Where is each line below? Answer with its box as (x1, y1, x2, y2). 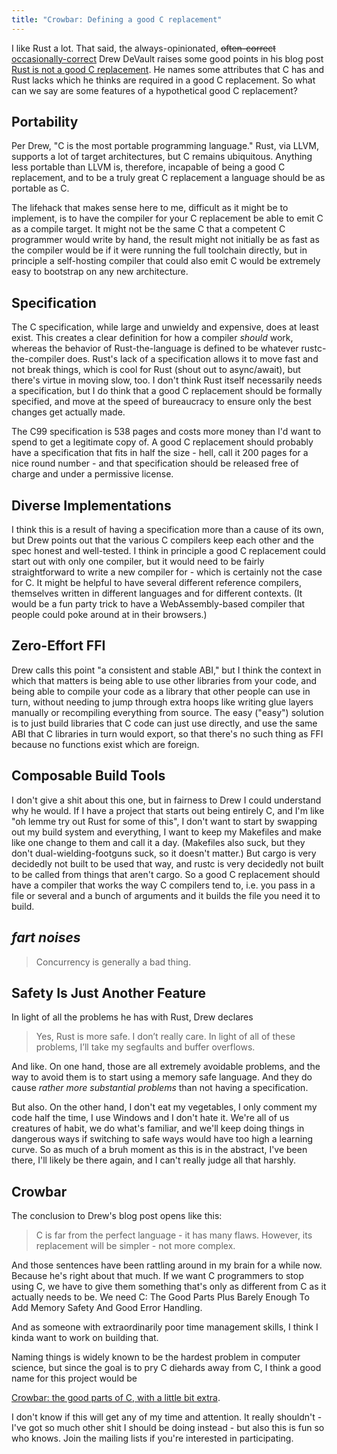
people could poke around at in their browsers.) (11, 609, 208, 621)
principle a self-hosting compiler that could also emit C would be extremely (11, 255, 321, 267)
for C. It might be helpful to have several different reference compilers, (11, 577, 302, 589)
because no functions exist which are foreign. (11, 738, 200, 750)
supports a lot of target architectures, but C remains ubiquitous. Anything (11, 151, 313, 163)
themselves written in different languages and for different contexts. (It (11, 587, 303, 600)
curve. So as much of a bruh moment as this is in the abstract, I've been (11, 1144, 308, 1156)
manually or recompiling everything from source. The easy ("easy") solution (11, 706, 324, 718)
